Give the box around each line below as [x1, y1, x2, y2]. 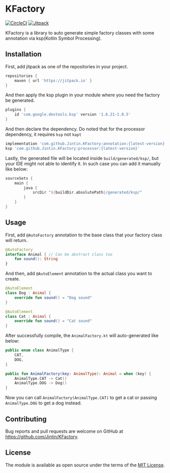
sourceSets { [5, 176, 33, 181]
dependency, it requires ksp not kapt [5, 131, 81, 137]
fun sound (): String [14, 257, 58, 262]
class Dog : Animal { [5, 291, 51, 296]
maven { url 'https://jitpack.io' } [14, 78, 93, 83]
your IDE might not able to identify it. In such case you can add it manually [5, 160, 161, 166]
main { [14, 180, 29, 186]
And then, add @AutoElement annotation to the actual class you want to [5, 270, 153, 276]
